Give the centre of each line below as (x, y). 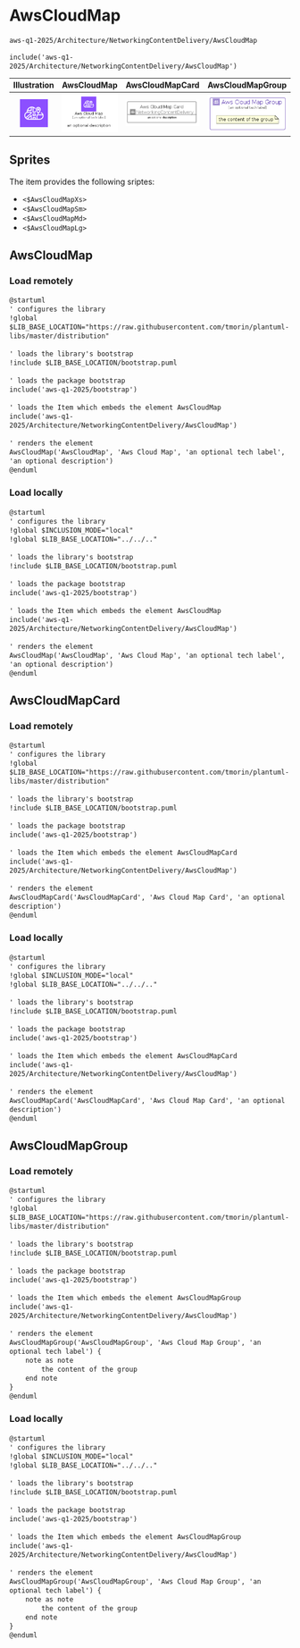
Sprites (30, 160)
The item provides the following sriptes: (82, 181)
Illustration (34, 85)
